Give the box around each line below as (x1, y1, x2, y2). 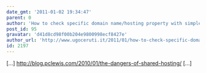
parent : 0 (6, 15, 32, 21)
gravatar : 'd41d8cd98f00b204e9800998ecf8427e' (6, 32, 128, 38)
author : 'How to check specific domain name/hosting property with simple (6, 20, 202, 26)
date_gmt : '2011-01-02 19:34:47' (6, 9, 92, 15)
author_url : (6, 37, 37, 43)
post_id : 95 (6, 26, 37, 32)
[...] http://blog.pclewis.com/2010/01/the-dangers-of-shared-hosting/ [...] (6, 59, 192, 67)
